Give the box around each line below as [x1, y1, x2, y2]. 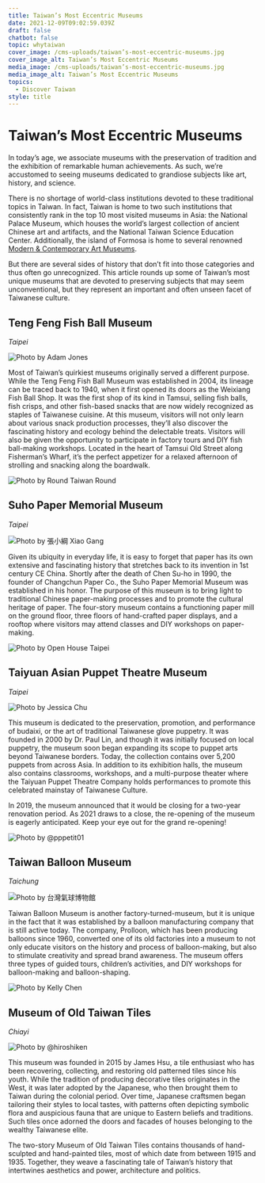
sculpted [8, 1149, 37, 1158]
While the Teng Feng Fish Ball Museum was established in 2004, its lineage [8, 376, 254, 385]
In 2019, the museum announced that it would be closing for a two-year [8, 800, 241, 810]
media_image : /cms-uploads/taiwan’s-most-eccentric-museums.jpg [8, 63, 225, 71]
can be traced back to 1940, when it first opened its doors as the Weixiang [8, 385, 251, 394]
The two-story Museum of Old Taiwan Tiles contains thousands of [8, 1140, 224, 1150]
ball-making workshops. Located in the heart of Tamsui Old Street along [8, 444, 244, 452]
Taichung [8, 876, 40, 886]
